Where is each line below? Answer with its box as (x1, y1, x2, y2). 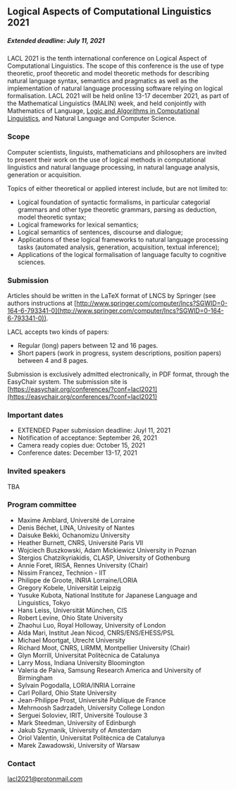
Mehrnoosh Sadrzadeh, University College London (17, 703, 165, 712)
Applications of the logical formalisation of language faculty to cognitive (17, 250, 227, 258)
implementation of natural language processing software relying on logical (7, 84, 223, 92)
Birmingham (17, 674, 53, 682)
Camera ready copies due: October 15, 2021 (17, 441, 146, 450)
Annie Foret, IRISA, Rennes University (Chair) (17, 561, 149, 569)
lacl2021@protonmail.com (7, 774, 83, 783)
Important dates (7, 409, 64, 419)
